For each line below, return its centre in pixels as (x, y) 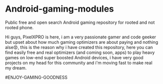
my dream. (16, 68)
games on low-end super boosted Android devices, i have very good (74, 57)
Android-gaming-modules (59, 9)
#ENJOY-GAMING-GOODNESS (36, 77)
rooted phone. (19, 27)
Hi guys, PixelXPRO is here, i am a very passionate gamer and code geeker (81, 37)
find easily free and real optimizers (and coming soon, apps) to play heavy (80, 52)
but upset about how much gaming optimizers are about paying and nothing (81, 42)
